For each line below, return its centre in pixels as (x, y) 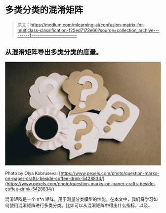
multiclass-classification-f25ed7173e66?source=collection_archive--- (88, 30)
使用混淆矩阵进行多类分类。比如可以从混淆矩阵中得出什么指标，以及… (81, 205)
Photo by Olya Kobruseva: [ (33, 173)
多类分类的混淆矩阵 (44, 10)
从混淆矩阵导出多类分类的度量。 (54, 52)
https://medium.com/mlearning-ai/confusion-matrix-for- (88, 25)
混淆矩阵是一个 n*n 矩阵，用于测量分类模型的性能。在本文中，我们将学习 (79, 199)
